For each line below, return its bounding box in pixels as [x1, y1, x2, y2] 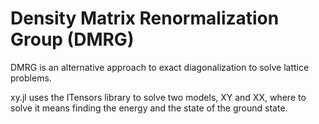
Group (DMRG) [10, 28, 135, 51]
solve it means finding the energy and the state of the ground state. [10, 102, 288, 114]
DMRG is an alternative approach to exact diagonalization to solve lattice [10, 61, 310, 73]
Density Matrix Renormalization [10, 7, 280, 30]
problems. [10, 72, 52, 84]
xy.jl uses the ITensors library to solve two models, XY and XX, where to [10, 91, 307, 103]
